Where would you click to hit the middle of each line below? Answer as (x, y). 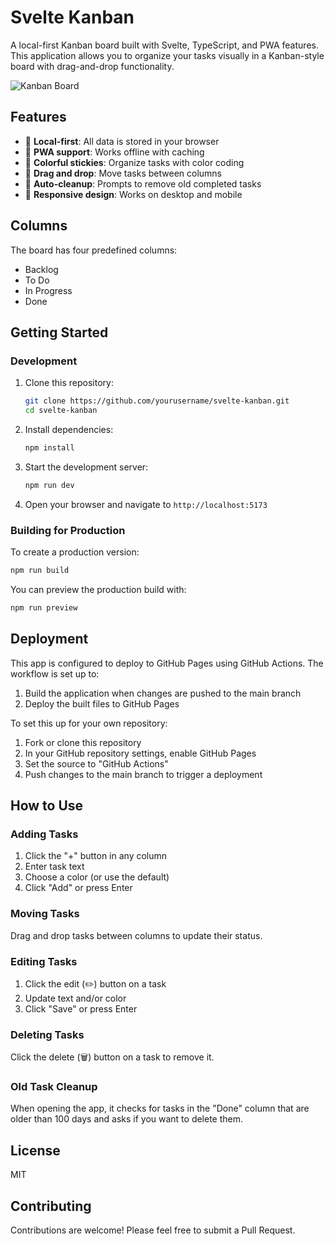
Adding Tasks (44, 834)
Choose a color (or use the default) (97, 877)
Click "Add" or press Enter (78, 888)
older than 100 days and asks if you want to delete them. (127, 1119)
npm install (49, 448)
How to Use (47, 805)
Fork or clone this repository (83, 742)
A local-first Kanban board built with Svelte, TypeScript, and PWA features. (164, 45)
